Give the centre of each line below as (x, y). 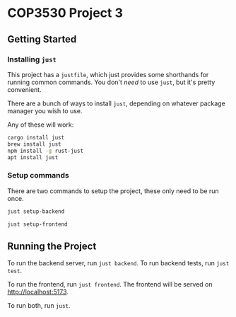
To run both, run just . (39, 306)
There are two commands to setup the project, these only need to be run (113, 191)
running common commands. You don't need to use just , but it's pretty (111, 82)
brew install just (34, 144)
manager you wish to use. (45, 110)
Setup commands (38, 175)
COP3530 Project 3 (65, 13)
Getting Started (42, 39)
